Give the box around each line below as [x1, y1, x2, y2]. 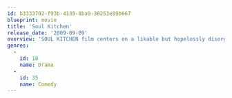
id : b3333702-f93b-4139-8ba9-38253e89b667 [7, 10, 131, 17]
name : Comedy [19, 81, 57, 88]
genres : [7, 42, 30, 49]
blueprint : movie [7, 17, 57, 23]
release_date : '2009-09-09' [7, 29, 88, 37]
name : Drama [19, 61, 54, 68]
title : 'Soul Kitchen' [7, 23, 72, 30]
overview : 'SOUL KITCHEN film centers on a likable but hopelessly [7, 36, 206, 43]
